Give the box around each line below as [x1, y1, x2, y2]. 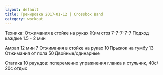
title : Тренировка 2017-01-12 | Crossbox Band [5, 12, 103, 17]
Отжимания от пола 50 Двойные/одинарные [5, 50, 100, 56]
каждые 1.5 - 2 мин [5, 35, 46, 41]
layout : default [5, 7, 39, 12]
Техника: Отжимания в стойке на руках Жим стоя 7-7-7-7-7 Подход [5, 30, 149, 36]
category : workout [5, 16, 43, 21]
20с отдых [5, 65, 27, 71]
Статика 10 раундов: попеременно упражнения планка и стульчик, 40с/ [5, 60, 159, 66]
